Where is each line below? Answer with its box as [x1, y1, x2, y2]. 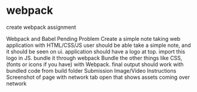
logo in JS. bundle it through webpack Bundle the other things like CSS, [6, 54, 183, 61]
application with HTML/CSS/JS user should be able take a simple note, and [6, 41, 192, 49]
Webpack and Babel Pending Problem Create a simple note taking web [6, 35, 181, 42]
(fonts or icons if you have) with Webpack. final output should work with [6, 61, 184, 68]
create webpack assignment [6, 23, 77, 31]
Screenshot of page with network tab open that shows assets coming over [6, 73, 190, 81]
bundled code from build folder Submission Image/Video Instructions [6, 67, 177, 74]
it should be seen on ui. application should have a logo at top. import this [6, 48, 186, 55]
